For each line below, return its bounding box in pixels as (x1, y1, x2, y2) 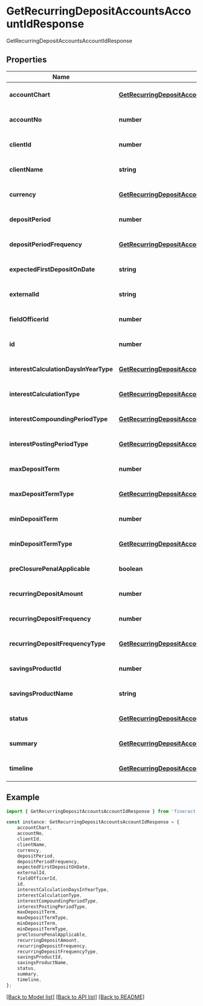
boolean (118, 564, 143, 573)
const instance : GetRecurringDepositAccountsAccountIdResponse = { (6, 819, 180, 825)
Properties (6, 54, 47, 65)
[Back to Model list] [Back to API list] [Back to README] (6, 993, 145, 1001)
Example (6, 792, 40, 803)
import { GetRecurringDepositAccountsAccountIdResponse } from (6, 808, 169, 814)
